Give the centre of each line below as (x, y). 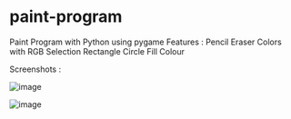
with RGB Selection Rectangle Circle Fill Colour (97, 51)
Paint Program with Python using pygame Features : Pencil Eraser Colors (145, 42)
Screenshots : (35, 69)
